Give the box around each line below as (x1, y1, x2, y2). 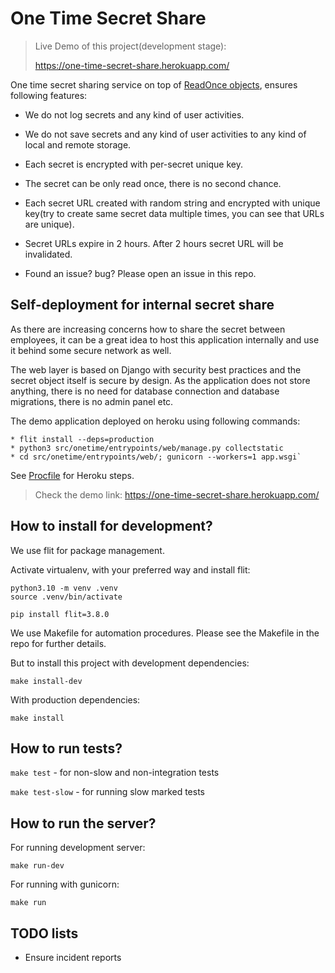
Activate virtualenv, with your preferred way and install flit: (10, 563, 251, 576)
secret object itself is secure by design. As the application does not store (10, 374, 311, 386)
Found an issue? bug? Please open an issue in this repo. (24, 267, 257, 279)
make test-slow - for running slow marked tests (10, 786, 205, 798)
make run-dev (10, 861, 65, 871)
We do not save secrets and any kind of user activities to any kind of (24, 128, 307, 140)
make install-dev (10, 676, 83, 686)
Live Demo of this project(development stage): (34, 40, 227, 52)
